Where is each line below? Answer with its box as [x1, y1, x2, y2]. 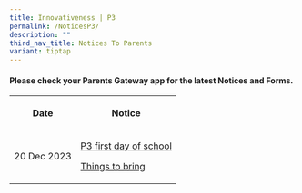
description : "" [9, 30, 71, 39]
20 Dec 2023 [14, 150, 72, 163]
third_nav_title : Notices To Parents [9, 38, 153, 48]
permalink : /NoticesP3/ [9, 22, 100, 31]
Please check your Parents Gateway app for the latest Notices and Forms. [9, 74, 294, 86]
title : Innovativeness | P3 [9, 13, 116, 23]
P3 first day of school [80, 140, 173, 152]
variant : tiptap [9, 47, 71, 56]
